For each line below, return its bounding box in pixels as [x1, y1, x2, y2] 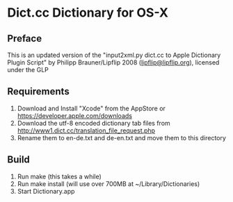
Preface [7, 33, 42, 44]
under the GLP [7, 66, 49, 74]
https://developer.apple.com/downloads [17, 111, 132, 119]
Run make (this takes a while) [17, 172, 102, 180]
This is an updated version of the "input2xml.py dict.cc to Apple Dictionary [7, 51, 221, 59]
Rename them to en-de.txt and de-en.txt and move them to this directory [17, 133, 226, 142]
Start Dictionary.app [17, 187, 75, 195]
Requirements [7, 85, 70, 98]
